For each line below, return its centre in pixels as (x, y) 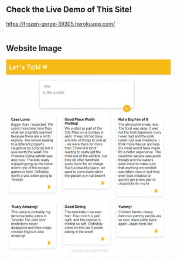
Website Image (34, 48)
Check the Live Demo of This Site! (69, 10)
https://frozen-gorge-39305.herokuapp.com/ (61, 23)
